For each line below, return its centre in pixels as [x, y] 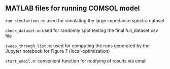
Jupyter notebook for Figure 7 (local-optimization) [58, 51]
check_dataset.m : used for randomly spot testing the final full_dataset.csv [82, 30]
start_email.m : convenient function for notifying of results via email [76, 61]
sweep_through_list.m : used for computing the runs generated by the [77, 46]
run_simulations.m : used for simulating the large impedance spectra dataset [85, 20]
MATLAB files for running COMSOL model [73, 8]
